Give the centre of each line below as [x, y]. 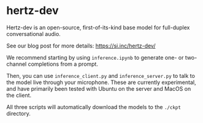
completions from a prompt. [63, 64]
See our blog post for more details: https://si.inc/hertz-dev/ [81, 46]
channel [17, 64]
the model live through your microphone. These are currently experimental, [101, 82]
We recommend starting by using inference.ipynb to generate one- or [95, 57]
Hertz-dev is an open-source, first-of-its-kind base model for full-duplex [98, 27]
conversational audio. [34, 33]
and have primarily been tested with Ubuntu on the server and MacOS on [99, 88]
